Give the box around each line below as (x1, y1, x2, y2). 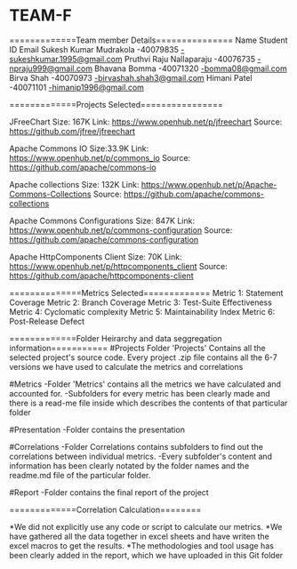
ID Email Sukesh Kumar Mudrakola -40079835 (9, 44, 180, 54)
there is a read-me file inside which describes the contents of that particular (9, 397, 288, 408)
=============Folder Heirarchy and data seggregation (9, 333, 222, 343)
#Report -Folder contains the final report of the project (9, 486, 209, 498)
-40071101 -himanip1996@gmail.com (9, 82, 145, 92)
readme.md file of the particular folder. (9, 469, 151, 480)
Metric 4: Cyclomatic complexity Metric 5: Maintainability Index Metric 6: (9, 306, 276, 317)
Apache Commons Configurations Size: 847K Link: (9, 215, 196, 226)
